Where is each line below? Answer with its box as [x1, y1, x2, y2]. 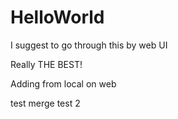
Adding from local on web [10, 77, 117, 90]
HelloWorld [10, 6, 105, 29]
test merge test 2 [10, 97, 81, 109]
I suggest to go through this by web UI [10, 39, 168, 51]
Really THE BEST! [10, 58, 83, 70]
